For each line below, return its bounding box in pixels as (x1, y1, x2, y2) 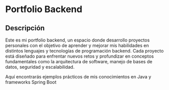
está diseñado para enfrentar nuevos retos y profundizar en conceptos (5, 53, 154, 59)
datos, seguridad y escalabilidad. (5, 64, 75, 70)
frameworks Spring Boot (5, 79, 57, 85)
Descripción (5, 24, 45, 32)
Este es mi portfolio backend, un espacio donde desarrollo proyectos (5, 37, 150, 43)
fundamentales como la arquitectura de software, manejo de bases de (5, 59, 153, 64)
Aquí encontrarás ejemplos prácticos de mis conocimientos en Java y (5, 74, 152, 79)
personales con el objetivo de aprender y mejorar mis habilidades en (5, 42, 149, 49)
